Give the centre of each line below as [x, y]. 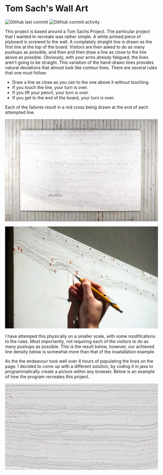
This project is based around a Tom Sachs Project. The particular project [78, 31]
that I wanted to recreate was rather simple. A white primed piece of [73, 37]
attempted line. [20, 112]
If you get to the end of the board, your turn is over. [63, 97]
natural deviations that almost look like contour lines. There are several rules [81, 67]
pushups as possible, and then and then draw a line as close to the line [76, 52]
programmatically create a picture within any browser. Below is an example [80, 372]
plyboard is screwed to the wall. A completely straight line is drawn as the [79, 41]
